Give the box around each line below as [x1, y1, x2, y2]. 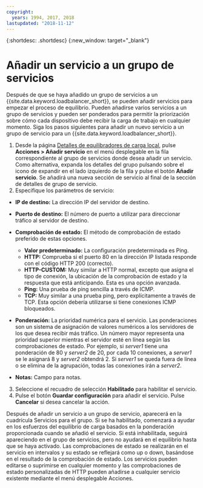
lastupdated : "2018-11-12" [6, 20, 75, 26]
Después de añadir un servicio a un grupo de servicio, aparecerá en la [6, 410, 182, 418]
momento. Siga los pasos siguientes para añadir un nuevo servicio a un [6, 123, 185, 131]
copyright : [6, 9, 34, 15]
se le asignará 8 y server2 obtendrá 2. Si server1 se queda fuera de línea [15, 356, 197, 363]
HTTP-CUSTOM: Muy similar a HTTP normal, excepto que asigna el [24, 266, 194, 273]
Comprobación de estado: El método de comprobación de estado [15, 229, 181, 236]
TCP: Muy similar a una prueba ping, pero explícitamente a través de [24, 292, 196, 300]
